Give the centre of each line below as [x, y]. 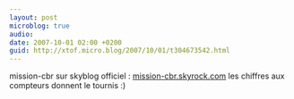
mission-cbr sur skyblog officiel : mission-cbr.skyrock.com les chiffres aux [147, 76]
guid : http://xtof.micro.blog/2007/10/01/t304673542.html [120, 51]
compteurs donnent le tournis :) [68, 86]
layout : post [34, 17]
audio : [22, 34]
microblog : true [39, 26]
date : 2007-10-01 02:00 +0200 [66, 42]
